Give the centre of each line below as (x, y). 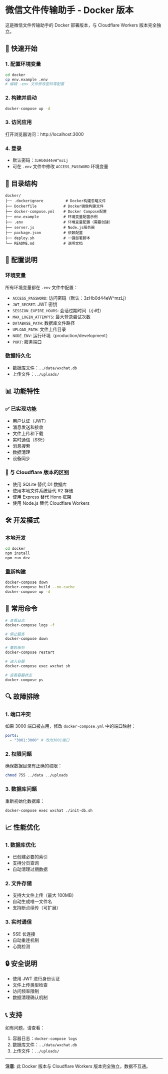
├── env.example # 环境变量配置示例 (51, 217)
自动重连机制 (25, 940)
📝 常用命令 (21, 609)
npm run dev (17, 558)
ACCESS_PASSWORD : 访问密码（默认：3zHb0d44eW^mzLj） (70, 298)
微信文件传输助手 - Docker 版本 (69, 10)
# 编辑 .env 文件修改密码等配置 (35, 84)
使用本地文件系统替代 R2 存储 (43, 490)
